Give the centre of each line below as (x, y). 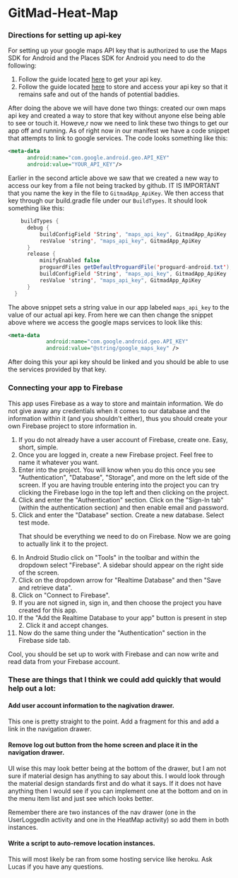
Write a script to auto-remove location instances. (82, 843)
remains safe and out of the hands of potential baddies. (99, 94)
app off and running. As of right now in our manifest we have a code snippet (119, 131)
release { (41, 254)
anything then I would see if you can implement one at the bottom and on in (118, 791)
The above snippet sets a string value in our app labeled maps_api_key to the (119, 307)
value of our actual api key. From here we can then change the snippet (111, 315)
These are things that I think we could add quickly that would (114, 680)
